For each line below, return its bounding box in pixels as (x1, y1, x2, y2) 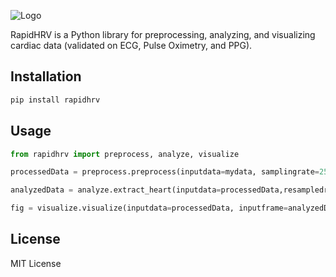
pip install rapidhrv (10, 95, 101, 105)
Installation (10, 68, 82, 85)
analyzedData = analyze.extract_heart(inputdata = (10, 185, 222, 195)
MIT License (10, 257, 62, 269)
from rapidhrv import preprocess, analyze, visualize (10, 149, 240, 159)
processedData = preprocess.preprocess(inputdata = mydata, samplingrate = (10, 167, 320, 177)
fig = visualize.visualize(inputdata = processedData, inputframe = (10, 203, 288, 214)
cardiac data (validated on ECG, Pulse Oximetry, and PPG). (10, 40, 253, 51)
